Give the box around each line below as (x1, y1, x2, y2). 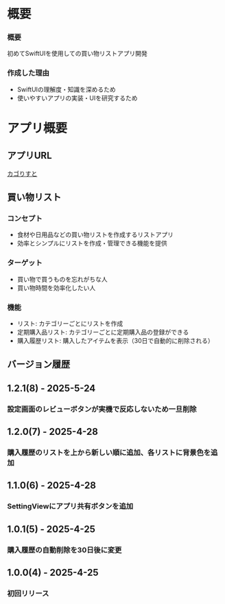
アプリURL (7, 150, 53, 161)
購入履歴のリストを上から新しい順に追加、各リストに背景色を (7, 448, 211, 458)
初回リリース (7, 589, 49, 599)
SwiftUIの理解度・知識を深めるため (16, 85, 117, 93)
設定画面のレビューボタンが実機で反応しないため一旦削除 (7, 404, 197, 414)
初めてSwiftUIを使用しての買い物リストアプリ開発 (7, 49, 147, 58)
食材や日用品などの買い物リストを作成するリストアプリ (16, 231, 174, 239)
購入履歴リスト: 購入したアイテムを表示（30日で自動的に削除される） (16, 337, 214, 345)
